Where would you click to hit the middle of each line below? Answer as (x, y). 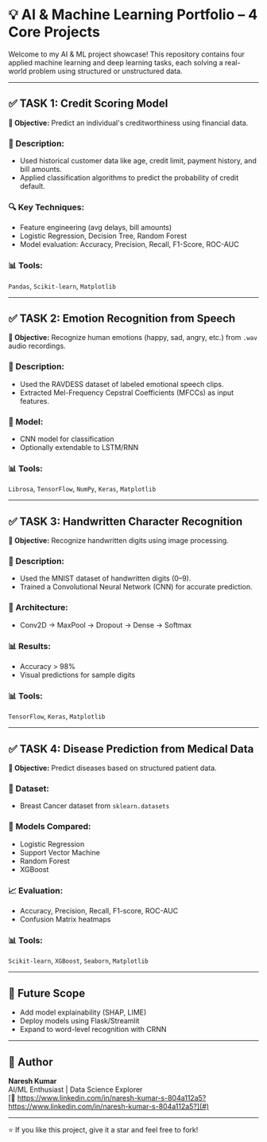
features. (35, 401)
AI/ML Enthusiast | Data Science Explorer (75, 1089)
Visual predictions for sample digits (77, 675)
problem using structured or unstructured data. (105, 71)
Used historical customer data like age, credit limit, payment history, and (138, 161)
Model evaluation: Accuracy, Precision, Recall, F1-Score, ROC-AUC (130, 244)
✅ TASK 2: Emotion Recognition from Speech (122, 319)
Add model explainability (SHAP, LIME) (83, 1012)
